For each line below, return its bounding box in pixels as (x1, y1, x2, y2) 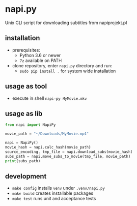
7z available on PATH (19, 58, 62, 63)
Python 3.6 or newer (19, 52, 61, 58)
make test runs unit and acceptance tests (12, 196, 96, 202)
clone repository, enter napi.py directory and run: (12, 62, 112, 68)
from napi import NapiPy (5, 122, 56, 127)
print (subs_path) (5, 158, 41, 163)
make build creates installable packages (12, 190, 93, 196)
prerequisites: (12, 47, 40, 53)
